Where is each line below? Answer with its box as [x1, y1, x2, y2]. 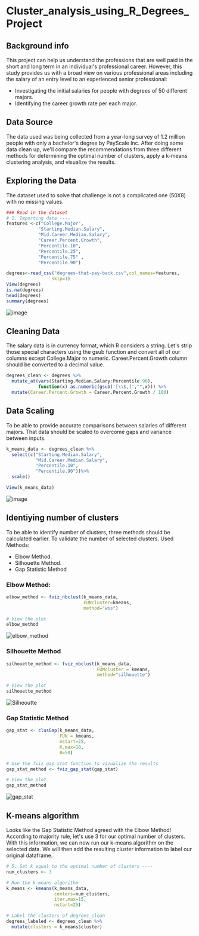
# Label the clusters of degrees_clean [6, 913, 105, 919]
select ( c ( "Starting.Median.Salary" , [11, 451, 102, 458]
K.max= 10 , [59, 744, 84, 750]
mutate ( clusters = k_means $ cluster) [11, 923, 102, 930]
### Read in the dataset [6, 209, 68, 216]
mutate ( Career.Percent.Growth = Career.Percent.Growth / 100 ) [11, 390, 169, 396]
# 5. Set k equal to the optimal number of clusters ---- [6, 864, 153, 870]
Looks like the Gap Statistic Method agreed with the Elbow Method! [6, 827, 172, 834]
